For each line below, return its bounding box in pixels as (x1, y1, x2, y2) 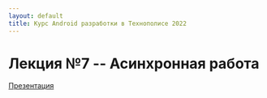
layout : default (8, 11, 63, 20)
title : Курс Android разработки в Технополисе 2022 (8, 19, 187, 28)
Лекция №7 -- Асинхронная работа (8, 54, 260, 73)
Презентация (8, 81, 54, 91)
